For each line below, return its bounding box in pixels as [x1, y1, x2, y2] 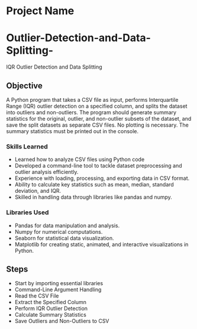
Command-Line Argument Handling [14, 286, 102, 293]
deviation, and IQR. [14, 188, 62, 195]
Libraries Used [6, 208, 49, 217]
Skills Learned [6, 142, 49, 150]
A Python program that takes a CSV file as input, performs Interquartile [6, 96, 179, 103]
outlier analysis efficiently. [14, 169, 79, 176]
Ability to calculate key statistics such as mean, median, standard [14, 181, 175, 188]
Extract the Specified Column [14, 299, 87, 306]
